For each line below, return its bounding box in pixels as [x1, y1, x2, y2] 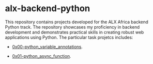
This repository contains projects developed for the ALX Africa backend [5, 19, 149, 25]
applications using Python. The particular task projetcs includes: [5, 34, 133, 40]
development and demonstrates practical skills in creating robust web [5, 29, 144, 35]
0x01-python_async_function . [12, 53, 71, 59]
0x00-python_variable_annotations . [12, 44, 83, 49]
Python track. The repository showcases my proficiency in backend [5, 24, 140, 30]
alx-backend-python [5, 3, 91, 14]
